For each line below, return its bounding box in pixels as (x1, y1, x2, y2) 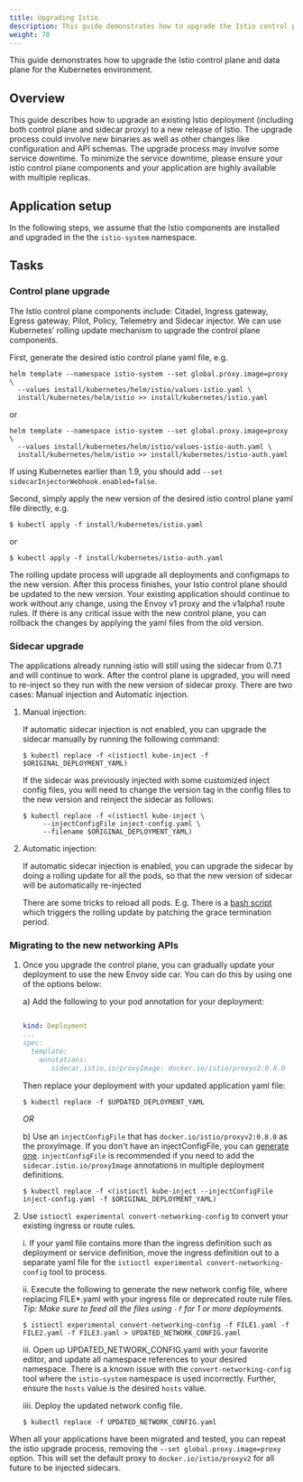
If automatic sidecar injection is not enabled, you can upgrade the (22, 723, 267, 734)
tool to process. (49, 1266, 108, 1277)
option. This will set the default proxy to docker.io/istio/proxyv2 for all (9, 1452, 275, 1463)
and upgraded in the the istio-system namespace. (9, 232, 197, 242)
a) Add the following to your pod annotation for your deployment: (22, 996, 264, 1007)
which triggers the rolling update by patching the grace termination (22, 907, 272, 918)
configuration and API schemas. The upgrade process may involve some (9, 144, 280, 154)
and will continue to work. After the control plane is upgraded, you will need (9, 669, 290, 680)
